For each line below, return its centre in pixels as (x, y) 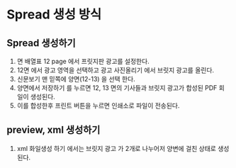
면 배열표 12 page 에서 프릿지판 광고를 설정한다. (83, 61)
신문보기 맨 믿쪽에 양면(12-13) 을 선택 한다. (76, 79)
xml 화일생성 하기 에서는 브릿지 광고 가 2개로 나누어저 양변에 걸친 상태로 (117, 148)
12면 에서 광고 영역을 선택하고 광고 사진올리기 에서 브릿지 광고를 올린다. (115, 70)
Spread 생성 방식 (54, 15)
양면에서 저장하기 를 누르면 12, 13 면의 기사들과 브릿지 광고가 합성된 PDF (117, 88)
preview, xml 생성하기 (54, 130)
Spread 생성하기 (41, 43)
